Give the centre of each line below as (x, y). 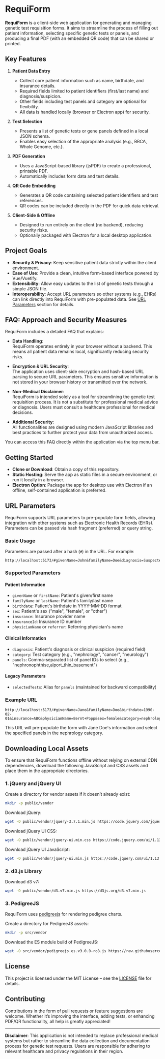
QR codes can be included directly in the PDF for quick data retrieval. (89, 206)
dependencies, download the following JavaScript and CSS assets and (77, 765)
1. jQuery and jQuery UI (33, 783)
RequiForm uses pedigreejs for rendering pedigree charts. (64, 914)
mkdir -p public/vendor (29, 803)
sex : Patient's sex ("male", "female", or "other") (60, 611)
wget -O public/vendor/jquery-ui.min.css (48, 840)
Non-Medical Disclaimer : (38, 392)
